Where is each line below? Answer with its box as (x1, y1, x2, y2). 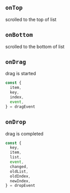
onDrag (5, 58, 27, 66)
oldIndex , (10, 174, 31, 179)
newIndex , (10, 178, 31, 183)
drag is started (5, 70, 36, 77)
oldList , (10, 168, 29, 174)
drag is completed (5, 130, 43, 137)
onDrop (5, 118, 27, 126)
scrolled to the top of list (5, 16, 57, 22)
